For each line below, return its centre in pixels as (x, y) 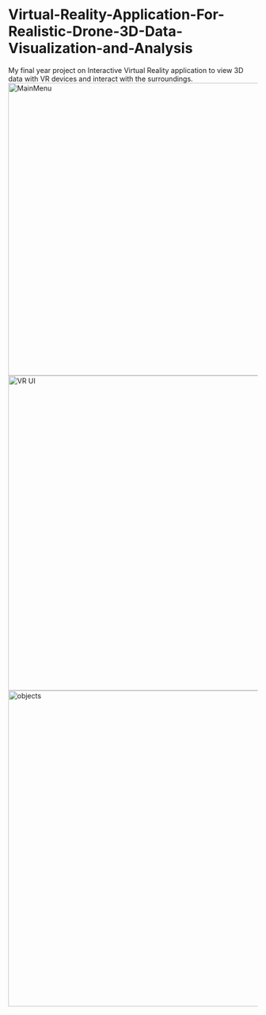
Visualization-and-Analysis (101, 48)
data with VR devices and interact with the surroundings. (101, 79)
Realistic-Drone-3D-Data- (96, 31)
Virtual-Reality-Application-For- (116, 15)
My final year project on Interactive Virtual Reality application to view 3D (126, 70)
